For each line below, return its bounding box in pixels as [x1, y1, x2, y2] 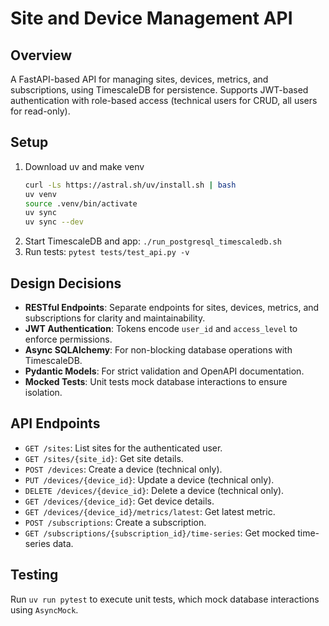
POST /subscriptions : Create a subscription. [24, 516, 207, 528]
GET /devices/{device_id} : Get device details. [24, 495, 215, 507]
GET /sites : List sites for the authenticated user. [24, 442, 223, 454]
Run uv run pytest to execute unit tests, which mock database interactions [10, 593, 320, 605]
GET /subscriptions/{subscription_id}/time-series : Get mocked [24, 527, 296, 539]
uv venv [24, 189, 57, 199]
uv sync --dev [24, 217, 84, 227]
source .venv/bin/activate [24, 198, 138, 209]
